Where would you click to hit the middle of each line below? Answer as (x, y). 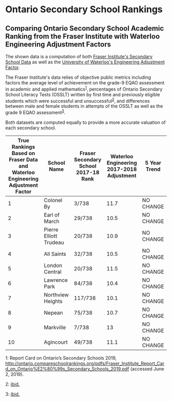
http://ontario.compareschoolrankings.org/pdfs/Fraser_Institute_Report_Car (85, 363)
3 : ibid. (13, 394)
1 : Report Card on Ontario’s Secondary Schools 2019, (61, 358)
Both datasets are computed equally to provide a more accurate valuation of (85, 122)
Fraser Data (24, 160)
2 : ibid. (13, 384)
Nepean (53, 312)
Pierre (51, 230)
